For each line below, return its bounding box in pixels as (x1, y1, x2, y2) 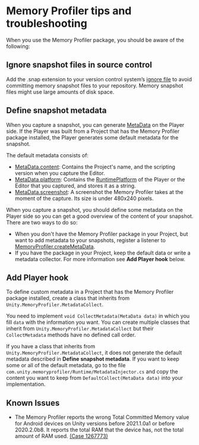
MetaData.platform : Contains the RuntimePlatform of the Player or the (14, 176, 185, 183)
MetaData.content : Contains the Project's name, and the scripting (14, 163, 175, 170)
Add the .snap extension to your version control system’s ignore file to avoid (6, 75, 192, 82)
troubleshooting (6, 17, 87, 30)
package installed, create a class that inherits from (6, 295, 130, 302)
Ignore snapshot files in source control (6, 60, 153, 70)
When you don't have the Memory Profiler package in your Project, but (14, 230, 188, 237)
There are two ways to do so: (6, 218, 78, 226)
